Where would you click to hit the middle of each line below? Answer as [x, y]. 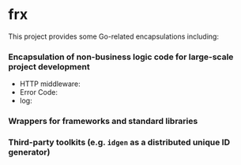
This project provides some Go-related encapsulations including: [114, 36]
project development [49, 66]
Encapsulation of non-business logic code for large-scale [121, 57]
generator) [29, 152]
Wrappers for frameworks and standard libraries [103, 122]
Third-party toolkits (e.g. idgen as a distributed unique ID [119, 142]
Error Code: [38, 92]
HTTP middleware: [50, 84]
